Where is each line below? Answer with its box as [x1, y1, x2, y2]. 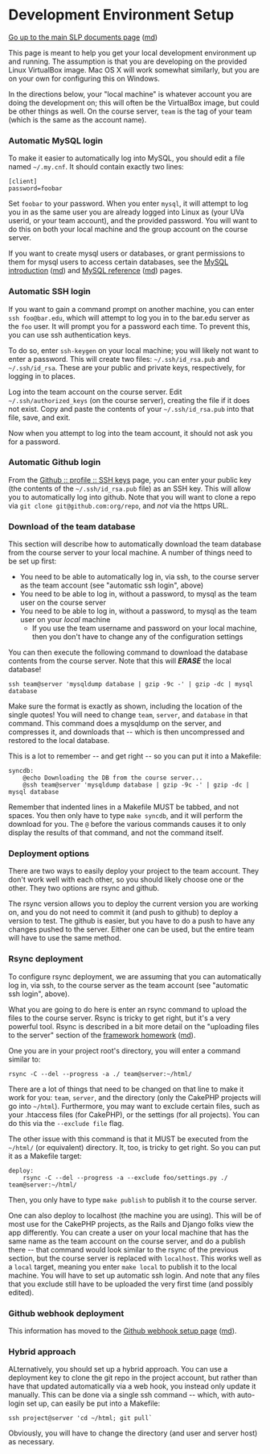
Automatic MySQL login [8, 135, 103, 146]
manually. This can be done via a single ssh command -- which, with [8, 1390, 235, 1400]
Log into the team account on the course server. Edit [8, 387, 182, 397]
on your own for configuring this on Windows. [8, 73, 161, 83]
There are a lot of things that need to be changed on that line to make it [8, 1084, 244, 1094]
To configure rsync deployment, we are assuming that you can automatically [8, 971, 262, 981]
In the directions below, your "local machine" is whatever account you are [8, 89, 252, 98]
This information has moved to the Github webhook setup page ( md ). [8, 1326, 237, 1336]
